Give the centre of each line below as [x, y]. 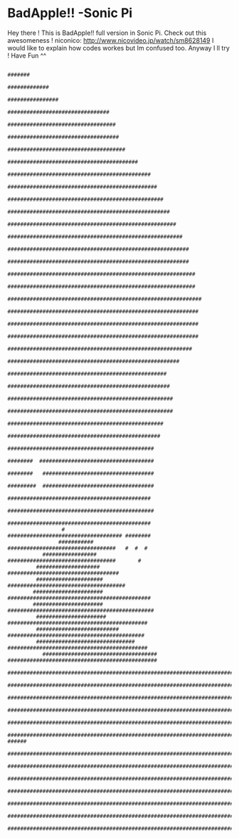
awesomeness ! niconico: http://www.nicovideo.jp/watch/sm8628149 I [111, 40]
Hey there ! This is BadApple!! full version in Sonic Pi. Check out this [107, 33]
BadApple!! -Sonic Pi [70, 13]
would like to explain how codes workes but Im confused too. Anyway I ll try [118, 48]
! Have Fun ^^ [27, 56]
